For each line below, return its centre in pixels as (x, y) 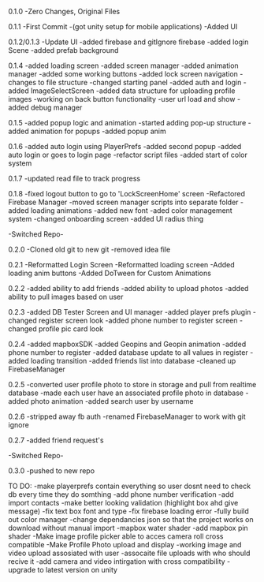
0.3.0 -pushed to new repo (52, 471)
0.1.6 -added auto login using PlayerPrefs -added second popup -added (125, 146)
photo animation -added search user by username (112, 401)
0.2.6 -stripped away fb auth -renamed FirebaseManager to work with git (127, 416)
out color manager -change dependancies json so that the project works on (131, 519)
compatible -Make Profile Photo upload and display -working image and (125, 545)
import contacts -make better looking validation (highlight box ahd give (123, 503)
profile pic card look (71, 329)
